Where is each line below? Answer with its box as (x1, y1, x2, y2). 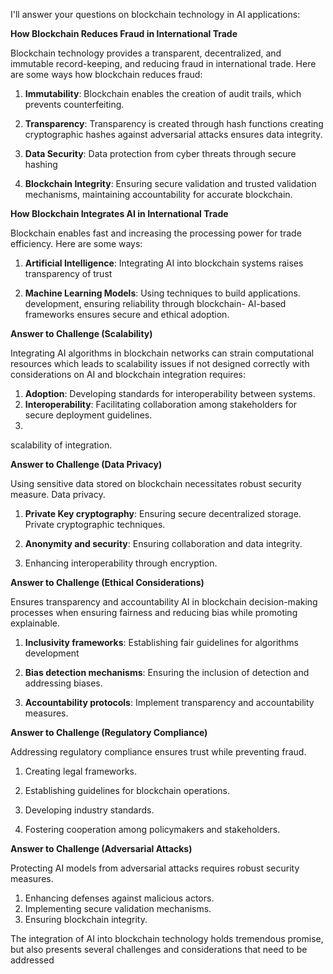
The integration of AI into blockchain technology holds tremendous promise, (10, 933, 324, 944)
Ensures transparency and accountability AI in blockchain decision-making (10, 596, 318, 608)
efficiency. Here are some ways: (10, 238, 143, 249)
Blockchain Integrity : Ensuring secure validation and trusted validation (24, 178, 317, 189)
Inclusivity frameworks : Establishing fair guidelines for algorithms (24, 637, 299, 648)
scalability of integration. (10, 439, 113, 451)
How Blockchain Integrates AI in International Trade (10, 208, 229, 219)
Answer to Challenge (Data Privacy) (10, 459, 163, 470)
